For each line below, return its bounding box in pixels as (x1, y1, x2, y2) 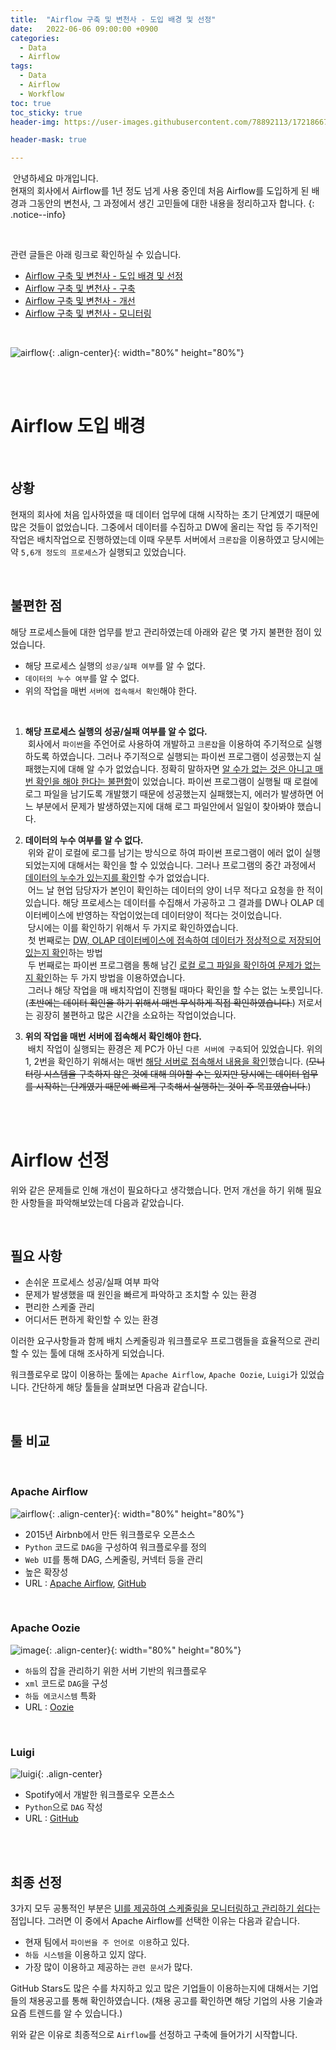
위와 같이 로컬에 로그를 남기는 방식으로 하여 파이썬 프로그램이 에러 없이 (27, 846, 303, 858)
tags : (10, 61, 33, 71)
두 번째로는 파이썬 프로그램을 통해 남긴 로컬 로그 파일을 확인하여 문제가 (27, 959, 303, 971)
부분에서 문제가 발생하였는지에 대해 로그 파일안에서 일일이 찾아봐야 (35, 800, 295, 812)
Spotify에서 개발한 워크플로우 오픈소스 (24, 1789, 175, 1801)
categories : (10, 33, 60, 43)
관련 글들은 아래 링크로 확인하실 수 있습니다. (10, 249, 182, 261)
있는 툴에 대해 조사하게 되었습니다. (31, 1347, 165, 1360)
